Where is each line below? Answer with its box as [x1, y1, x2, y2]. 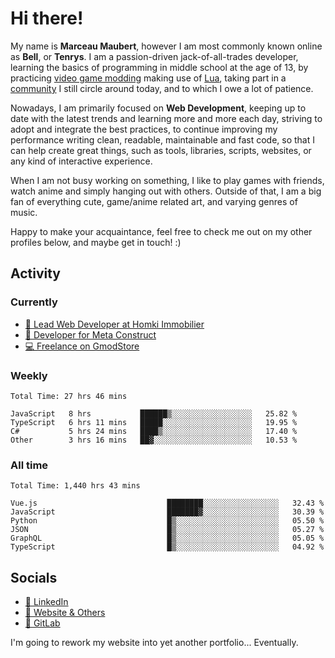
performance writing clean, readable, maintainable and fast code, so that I [10, 133, 315, 146]
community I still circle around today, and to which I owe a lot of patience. [10, 82, 314, 94]
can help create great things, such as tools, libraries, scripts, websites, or [10, 144, 312, 156]
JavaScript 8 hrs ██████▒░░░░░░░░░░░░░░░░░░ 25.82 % [10, 408, 298, 419]
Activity [10, 265, 62, 282]
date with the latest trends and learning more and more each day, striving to [10, 112, 323, 124]
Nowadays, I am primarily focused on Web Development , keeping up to [10, 102, 307, 114]
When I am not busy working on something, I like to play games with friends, [10, 174, 325, 186]
